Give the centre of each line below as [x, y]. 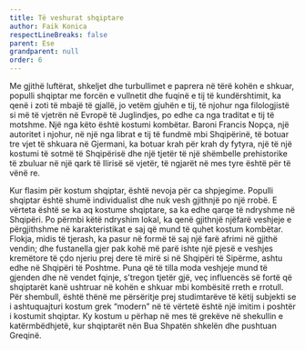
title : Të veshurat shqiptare [67, 18]
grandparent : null [44, 52]
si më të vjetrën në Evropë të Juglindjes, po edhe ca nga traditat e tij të [142, 115]
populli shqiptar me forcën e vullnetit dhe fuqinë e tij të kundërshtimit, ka [146, 95]
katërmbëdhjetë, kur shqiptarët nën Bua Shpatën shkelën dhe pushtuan [143, 325]
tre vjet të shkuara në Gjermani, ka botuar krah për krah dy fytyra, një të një [151, 144]
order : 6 [26, 60]
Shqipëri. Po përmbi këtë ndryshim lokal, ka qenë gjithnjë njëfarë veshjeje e [151, 220]
